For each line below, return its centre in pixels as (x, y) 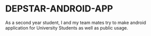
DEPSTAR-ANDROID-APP (59, 9)
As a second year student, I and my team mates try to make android (76, 22)
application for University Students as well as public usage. (67, 27)
